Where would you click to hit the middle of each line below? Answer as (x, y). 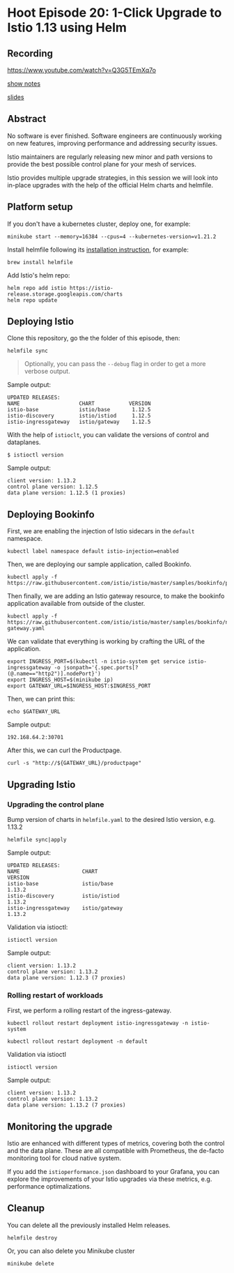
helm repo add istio (37, 288)
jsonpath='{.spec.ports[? (101, 668)
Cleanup (26, 1209)
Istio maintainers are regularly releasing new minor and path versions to (110, 157)
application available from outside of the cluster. (76, 604)
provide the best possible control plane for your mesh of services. (102, 164)
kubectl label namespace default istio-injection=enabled (93, 551)
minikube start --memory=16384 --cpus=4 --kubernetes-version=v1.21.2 (112, 236)
